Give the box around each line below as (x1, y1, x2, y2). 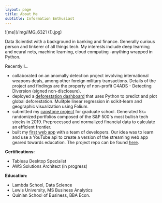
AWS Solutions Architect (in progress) (12, 163, 88, 169)
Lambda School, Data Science (12, 182, 73, 188)
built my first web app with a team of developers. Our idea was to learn (12, 129, 154, 135)
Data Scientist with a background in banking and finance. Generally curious (5, 39, 155, 44)
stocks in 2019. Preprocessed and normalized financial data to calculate (12, 119, 156, 125)
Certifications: (5, 149, 35, 155)
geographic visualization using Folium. (12, 103, 88, 109)
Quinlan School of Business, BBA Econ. (12, 192, 90, 198)
